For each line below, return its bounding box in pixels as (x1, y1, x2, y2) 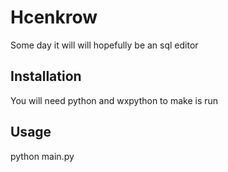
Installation (10, 68, 82, 85)
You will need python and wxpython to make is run (10, 94, 219, 106)
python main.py (10, 150, 75, 162)
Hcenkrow (10, 6, 98, 29)
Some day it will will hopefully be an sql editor (10, 39, 199, 51)
